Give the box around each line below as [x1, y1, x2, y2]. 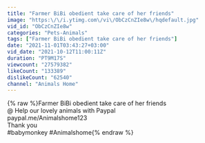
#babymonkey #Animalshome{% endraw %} [7, 129, 134, 137]
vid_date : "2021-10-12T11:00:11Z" [7, 49, 107, 56]
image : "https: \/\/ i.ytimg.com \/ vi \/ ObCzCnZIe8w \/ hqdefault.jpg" [7, 16, 199, 23]
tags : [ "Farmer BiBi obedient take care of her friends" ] [7, 36, 177, 43]
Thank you [7, 121, 38, 129]
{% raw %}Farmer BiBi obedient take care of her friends [7, 99, 167, 107]
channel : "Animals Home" [7, 80, 79, 87]
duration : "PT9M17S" [7, 55, 67, 62]
